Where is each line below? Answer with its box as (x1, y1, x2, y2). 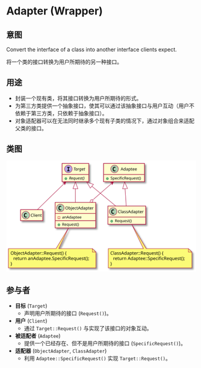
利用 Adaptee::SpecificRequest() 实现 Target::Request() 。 (23, 355, 172, 362)
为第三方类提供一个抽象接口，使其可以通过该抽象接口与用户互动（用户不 (14, 102, 194, 109)
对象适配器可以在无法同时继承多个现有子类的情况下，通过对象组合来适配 (14, 117, 194, 124)
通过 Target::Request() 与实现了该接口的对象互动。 (23, 325, 152, 332)
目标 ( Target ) (14, 302, 48, 310)
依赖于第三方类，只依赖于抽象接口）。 (14, 109, 108, 116)
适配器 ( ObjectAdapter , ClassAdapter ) (14, 347, 107, 355)
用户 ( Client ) (14, 317, 48, 325)
